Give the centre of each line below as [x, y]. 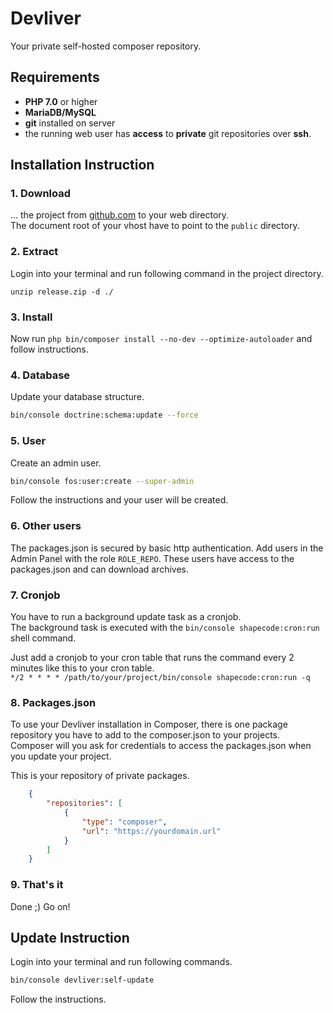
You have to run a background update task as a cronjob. [126, 616]
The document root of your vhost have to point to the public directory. [155, 226]
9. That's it [37, 885]
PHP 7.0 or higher [61, 101]
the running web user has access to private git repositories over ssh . [168, 133]
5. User [28, 441]
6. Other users [46, 526]
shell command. [43, 638]
